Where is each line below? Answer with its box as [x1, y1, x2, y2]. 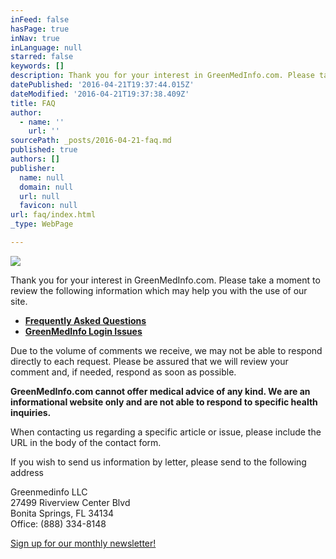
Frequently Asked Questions [24, 314, 147, 326]
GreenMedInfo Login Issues [24, 325, 143, 337]
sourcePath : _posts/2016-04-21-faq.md [10, 136, 172, 146]
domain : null [19, 182, 74, 192]
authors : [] [10, 154, 60, 164]
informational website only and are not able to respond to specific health [10, 396, 318, 408]
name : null [19, 172, 65, 183]
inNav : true [10, 33, 60, 43]
